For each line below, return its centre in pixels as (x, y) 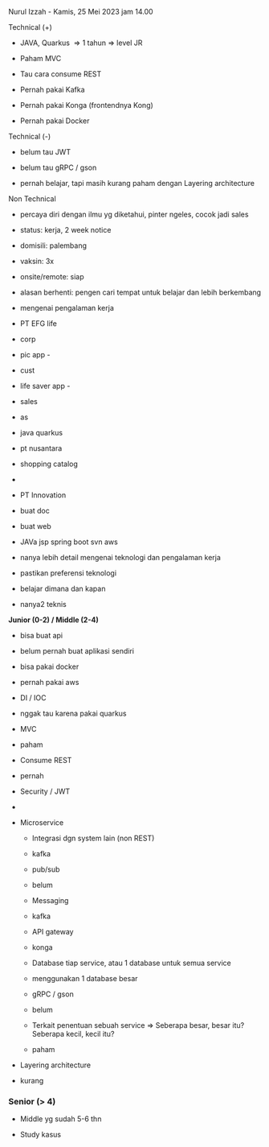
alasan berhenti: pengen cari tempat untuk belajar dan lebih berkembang (141, 292)
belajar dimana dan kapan (63, 588)
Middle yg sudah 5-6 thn (61, 1119)
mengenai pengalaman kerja (67, 308)
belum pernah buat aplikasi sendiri (77, 651)
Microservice (42, 823)
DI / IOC (33, 698)
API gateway (53, 932)
